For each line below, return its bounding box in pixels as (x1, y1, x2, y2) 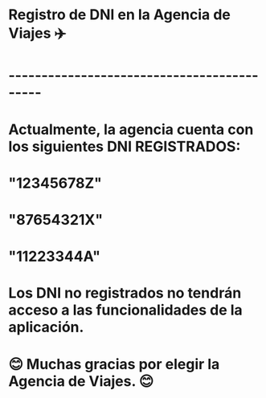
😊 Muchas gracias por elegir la (8, 355, 220, 373)
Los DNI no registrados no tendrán (8, 284, 242, 303)
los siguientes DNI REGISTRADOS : (8, 137, 241, 156)
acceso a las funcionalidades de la (8, 301, 243, 319)
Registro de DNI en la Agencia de (8, 6, 231, 24)
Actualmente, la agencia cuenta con (8, 120, 254, 138)
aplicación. (8, 319, 84, 336)
